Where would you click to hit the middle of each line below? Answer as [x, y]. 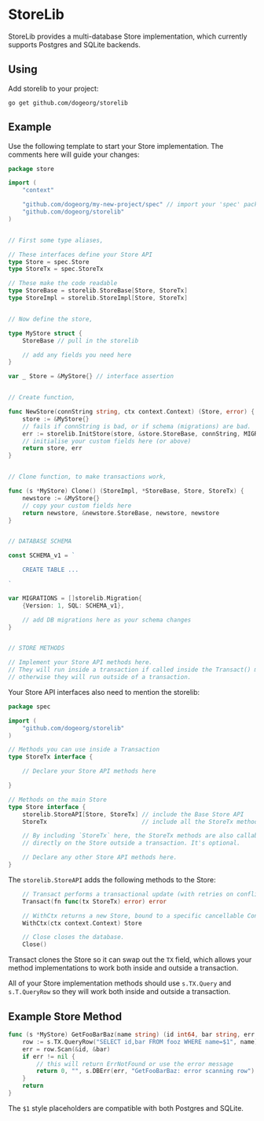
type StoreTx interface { [50, 757]
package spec [29, 707]
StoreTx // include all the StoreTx [128, 822]
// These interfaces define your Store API [81, 254]
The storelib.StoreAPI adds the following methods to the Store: [112, 879]
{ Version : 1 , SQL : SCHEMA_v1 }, [73, 605]
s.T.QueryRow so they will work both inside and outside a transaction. [119, 992]
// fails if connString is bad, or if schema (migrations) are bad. [137, 426]
